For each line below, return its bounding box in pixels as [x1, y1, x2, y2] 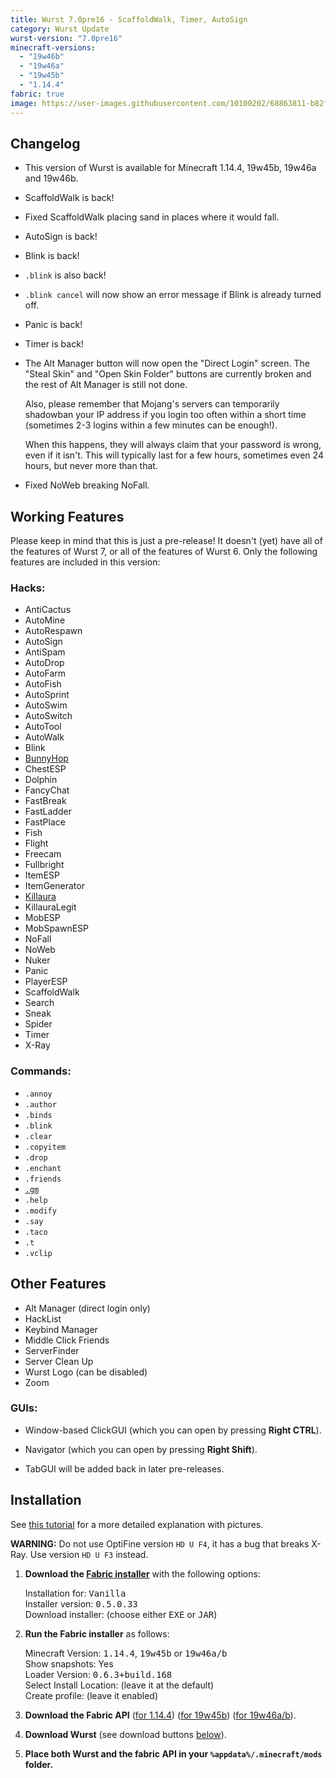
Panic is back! [24, 319, 83, 331]
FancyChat [24, 784, 70, 796]
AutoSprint [24, 689, 70, 701]
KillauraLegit [24, 901, 77, 913]
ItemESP [24, 869, 60, 881]
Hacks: [10, 581, 46, 595]
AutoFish [24, 678, 62, 690]
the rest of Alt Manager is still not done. [24, 379, 188, 391]
